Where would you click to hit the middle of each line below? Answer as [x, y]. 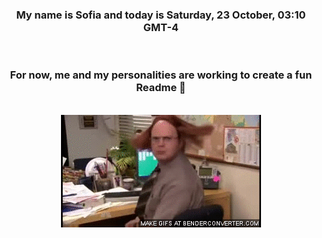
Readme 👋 [161, 88]
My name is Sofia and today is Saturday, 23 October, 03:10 [161, 15]
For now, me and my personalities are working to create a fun [161, 75]
